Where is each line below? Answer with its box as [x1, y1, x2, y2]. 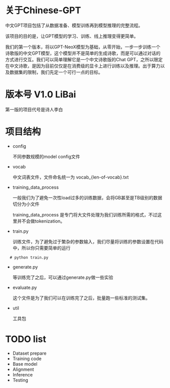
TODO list [5, 333, 47, 344]
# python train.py [10, 255, 49, 260]
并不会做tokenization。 [17, 218, 65, 224]
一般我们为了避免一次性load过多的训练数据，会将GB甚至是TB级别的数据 [12, 194, 162, 200]
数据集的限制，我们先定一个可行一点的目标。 [9, 69, 103, 75]
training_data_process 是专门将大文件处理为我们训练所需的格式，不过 [12, 211, 158, 218]
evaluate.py [12, 284, 37, 290]
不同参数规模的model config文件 [12, 153, 80, 159]
